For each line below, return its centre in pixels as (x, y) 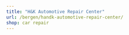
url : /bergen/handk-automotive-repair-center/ (65, 17)
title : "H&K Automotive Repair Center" (56, 12)
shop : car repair (28, 23)
